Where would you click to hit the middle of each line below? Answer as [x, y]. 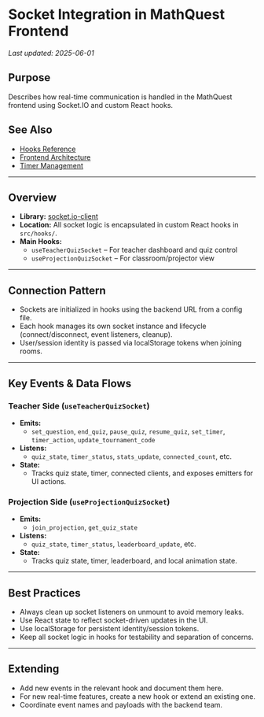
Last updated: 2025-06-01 [51, 53]
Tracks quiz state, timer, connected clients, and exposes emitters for [142, 473]
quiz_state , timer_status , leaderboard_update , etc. [114, 544]
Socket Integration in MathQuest [117, 15]
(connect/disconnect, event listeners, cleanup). [96, 334]
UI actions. [49, 481]
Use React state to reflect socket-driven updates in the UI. [114, 620]
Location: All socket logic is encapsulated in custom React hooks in [129, 225]
